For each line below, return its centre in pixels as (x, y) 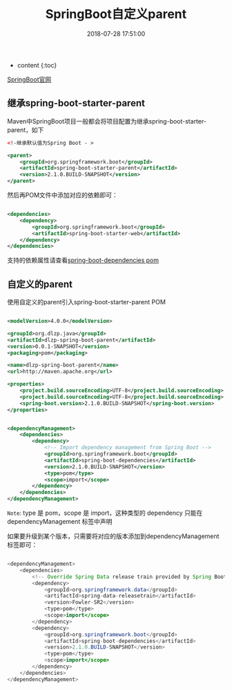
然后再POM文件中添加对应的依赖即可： (63, 195)
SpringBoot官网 (29, 79)
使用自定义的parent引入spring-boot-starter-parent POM (86, 302)
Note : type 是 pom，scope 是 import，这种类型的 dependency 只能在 (105, 513)
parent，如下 (26, 130)
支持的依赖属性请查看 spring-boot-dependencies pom (83, 260)
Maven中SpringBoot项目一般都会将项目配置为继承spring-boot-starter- (107, 121)
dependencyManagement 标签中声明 (60, 522)
